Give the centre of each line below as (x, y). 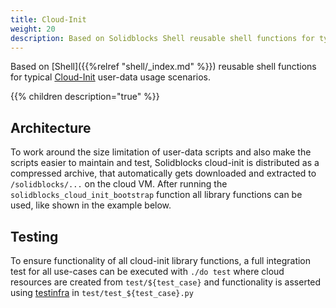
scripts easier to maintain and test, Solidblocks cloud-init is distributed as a (165, 163)
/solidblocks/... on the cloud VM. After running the (119, 184)
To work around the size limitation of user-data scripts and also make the (161, 152)
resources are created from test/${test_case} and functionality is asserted (166, 282)
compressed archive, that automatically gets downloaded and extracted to (163, 173)
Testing (34, 236)
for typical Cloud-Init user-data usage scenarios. (111, 77)
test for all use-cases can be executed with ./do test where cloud (147, 271)
